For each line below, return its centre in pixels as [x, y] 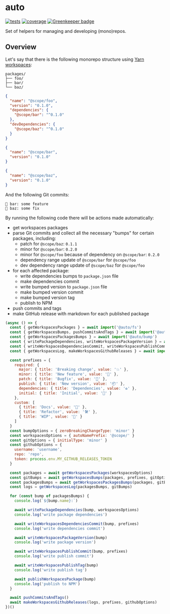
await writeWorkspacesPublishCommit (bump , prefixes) [71, 551]
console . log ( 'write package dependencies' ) [61, 515]
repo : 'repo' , [29, 455]
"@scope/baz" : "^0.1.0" [39, 129]
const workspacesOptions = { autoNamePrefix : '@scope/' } [72, 435]
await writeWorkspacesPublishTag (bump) [56, 565]
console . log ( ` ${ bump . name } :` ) [46, 501]
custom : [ [25, 402]
